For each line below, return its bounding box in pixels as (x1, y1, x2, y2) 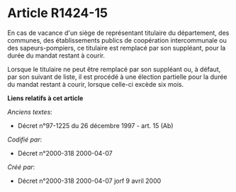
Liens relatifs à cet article (7, 94, 84, 102)
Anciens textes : (7, 107, 53, 116)
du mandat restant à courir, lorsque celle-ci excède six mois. (7, 80, 184, 88)
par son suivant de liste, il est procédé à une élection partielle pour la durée (7, 73, 227, 81)
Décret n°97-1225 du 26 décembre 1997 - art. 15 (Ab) (17, 121, 174, 129)
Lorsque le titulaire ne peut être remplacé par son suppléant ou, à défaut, (7, 65, 221, 73)
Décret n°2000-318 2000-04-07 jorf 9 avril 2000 (17, 176, 162, 185)
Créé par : (7, 162, 35, 171)
